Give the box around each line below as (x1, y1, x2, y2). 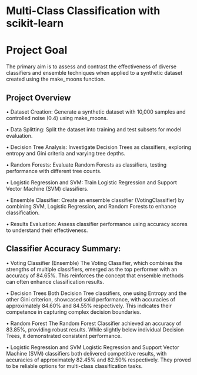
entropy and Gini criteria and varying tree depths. (6, 150, 125, 157)
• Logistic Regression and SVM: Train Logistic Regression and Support (6, 178, 178, 186)
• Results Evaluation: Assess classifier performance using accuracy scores (6, 220, 188, 227)
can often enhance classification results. (6, 278, 104, 285)
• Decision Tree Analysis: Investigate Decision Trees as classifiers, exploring (6, 143, 192, 151)
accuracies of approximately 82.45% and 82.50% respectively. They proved (6, 356, 191, 363)
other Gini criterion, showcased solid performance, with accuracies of (6, 296, 175, 303)
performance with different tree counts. (6, 167, 102, 174)
